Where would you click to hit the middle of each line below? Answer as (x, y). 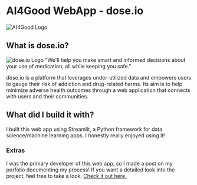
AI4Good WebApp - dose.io (75, 11)
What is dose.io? (37, 46)
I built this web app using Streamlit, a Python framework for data (84, 129)
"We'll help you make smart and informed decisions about (115, 60)
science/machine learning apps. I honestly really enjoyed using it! (86, 135)
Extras (16, 150)
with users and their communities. (47, 96)
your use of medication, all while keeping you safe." (69, 66)
